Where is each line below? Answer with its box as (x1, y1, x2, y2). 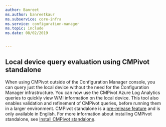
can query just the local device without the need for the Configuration (5, 84, 149, 90)
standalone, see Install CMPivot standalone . (5, 116, 96, 122)
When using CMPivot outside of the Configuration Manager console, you (5, 78, 155, 85)
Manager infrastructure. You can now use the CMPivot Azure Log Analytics (5, 89, 160, 95)
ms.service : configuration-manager (5, 21, 80, 26)
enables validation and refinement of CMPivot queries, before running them (5, 100, 161, 106)
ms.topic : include (5, 26, 44, 31)
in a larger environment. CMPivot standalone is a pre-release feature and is (5, 105, 160, 111)
